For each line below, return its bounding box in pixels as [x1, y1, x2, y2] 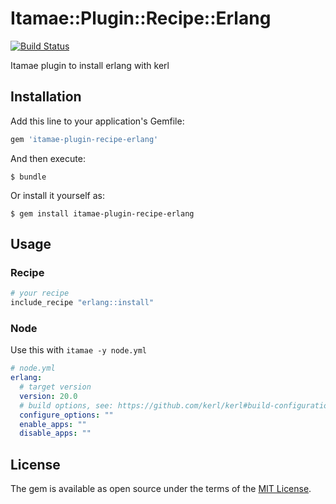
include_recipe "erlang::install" [10, 298, 155, 308]
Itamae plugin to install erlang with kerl [10, 59, 170, 71]
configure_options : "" [19, 410, 114, 420]
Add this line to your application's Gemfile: [10, 115, 185, 127]
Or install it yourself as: [10, 189, 105, 201]
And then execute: [10, 152, 86, 164]
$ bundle [10, 172, 47, 182]
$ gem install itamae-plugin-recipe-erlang [10, 208, 195, 219]
